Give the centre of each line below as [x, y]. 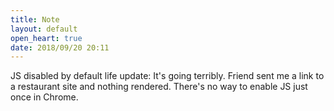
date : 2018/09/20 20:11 [60, 47]
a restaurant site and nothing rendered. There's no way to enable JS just [159, 87]
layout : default [44, 29]
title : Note [35, 19]
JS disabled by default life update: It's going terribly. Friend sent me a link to [167, 76]
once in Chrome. [44, 97]
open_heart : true [46, 38]
